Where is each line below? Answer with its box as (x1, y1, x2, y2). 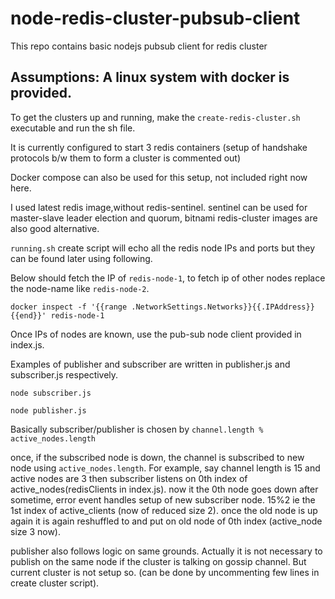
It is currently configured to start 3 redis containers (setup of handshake (10, 141, 308, 153)
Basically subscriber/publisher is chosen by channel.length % (10, 423, 264, 435)
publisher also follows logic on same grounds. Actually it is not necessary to (10, 545, 323, 557)
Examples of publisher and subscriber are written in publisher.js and (10, 358, 291, 370)
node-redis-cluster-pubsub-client (10, 7, 301, 30)
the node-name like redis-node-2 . (10, 282, 150, 294)
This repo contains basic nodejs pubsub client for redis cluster (10, 40, 268, 52)
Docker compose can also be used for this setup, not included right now (10, 171, 308, 183)
